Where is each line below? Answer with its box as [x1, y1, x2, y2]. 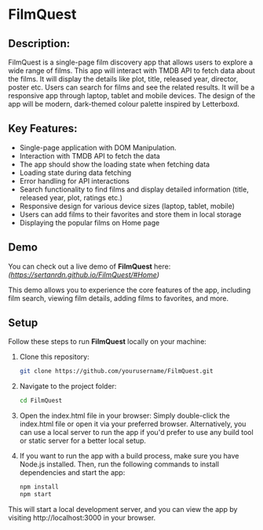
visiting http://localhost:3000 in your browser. [8, 513, 156, 522]
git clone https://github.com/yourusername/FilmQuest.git [19, 367, 214, 375]
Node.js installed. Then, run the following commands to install [19, 459, 220, 469]
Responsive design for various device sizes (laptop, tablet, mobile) [19, 201, 236, 210]
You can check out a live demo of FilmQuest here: [8, 261, 171, 271]
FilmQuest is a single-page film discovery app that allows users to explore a [8, 57, 254, 67]
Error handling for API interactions [19, 176, 130, 185]
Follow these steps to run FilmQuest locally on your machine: [8, 337, 206, 346]
